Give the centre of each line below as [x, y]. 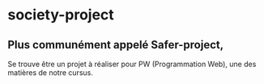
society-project [61, 15]
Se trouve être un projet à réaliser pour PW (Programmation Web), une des [132, 64]
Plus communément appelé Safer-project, [116, 45]
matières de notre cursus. [51, 73]
